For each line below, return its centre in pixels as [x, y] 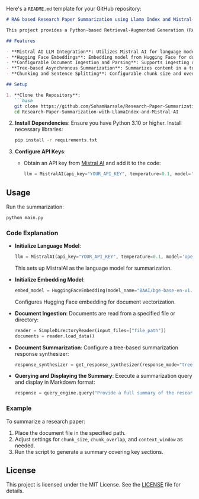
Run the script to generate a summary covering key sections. [89, 451]
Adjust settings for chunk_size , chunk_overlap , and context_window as [99, 439]
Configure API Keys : [40, 151]
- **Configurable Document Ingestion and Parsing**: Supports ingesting [98, 63]
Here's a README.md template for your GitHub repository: [74, 9]
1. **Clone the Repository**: [44, 95]
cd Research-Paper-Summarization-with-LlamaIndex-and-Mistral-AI [96, 112]
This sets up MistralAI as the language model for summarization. [93, 268]
